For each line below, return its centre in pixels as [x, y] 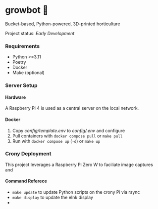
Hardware [16, 97]
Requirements [23, 46]
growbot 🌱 [27, 10]
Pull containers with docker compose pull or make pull [67, 136]
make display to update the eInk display [53, 198]
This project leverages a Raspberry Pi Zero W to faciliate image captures [79, 165]
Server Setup [22, 85]
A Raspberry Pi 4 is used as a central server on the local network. [72, 108]
